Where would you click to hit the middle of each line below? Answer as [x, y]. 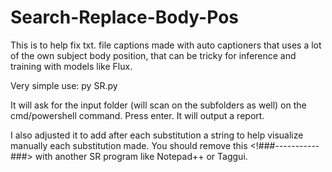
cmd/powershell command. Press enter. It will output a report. [137, 115]
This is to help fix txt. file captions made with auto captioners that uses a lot [166, 45]
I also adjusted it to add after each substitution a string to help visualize [157, 135]
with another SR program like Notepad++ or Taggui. [141, 156]
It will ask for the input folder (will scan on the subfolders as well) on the [158, 105]
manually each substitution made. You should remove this [129, 145]
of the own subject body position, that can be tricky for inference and [153, 55]
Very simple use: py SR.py [64, 85]
